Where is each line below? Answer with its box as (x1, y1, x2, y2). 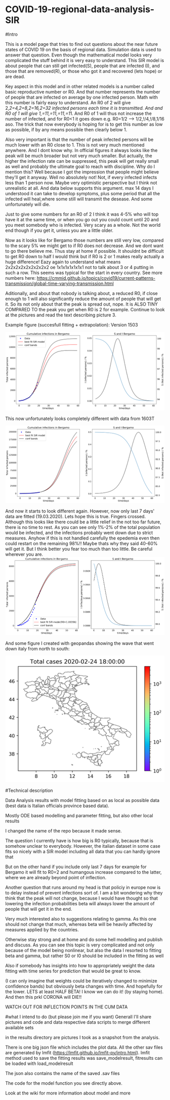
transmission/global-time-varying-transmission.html (5, 280, 114, 286)
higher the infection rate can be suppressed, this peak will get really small (5, 158, 159, 164)
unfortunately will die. (5, 201, 51, 207)
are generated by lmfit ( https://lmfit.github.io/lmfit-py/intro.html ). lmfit (5, 1049, 150, 1056)
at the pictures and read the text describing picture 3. (5, 312, 116, 318)
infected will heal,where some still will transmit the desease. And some (5, 196, 153, 202)
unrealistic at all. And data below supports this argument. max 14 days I (5, 185, 154, 191)
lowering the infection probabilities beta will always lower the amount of (5, 900, 155, 906)
